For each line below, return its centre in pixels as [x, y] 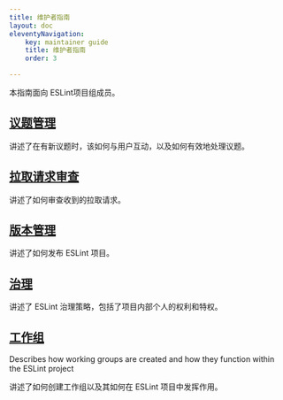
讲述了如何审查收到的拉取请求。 [67, 199]
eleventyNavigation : [47, 34]
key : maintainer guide [67, 42]
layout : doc [31, 26]
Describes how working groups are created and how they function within [142, 359]
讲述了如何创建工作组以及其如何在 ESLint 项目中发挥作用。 [116, 387]
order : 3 [41, 58]
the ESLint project [42, 369]
